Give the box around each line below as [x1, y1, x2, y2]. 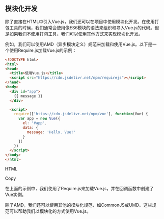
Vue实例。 [5, 192, 27, 197]
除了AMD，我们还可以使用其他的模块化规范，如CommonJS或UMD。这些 [5, 202, 152, 208]
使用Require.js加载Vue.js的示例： [9, 47, 77, 53]
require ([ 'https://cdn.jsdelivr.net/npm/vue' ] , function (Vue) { [14, 112, 148, 117]
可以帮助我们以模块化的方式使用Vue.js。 [9, 208, 91, 214]
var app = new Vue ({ [18, 116, 60, 121]
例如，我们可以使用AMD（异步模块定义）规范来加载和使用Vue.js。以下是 [5, 41, 153, 47]
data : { [23, 125, 38, 130]
